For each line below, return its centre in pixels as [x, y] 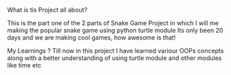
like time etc [24, 65]
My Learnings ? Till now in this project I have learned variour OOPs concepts [115, 51]
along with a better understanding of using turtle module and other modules [114, 58]
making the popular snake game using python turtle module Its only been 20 [115, 30]
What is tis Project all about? [47, 10]
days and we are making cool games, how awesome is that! [91, 37]
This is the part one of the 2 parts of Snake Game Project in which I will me [113, 23]
